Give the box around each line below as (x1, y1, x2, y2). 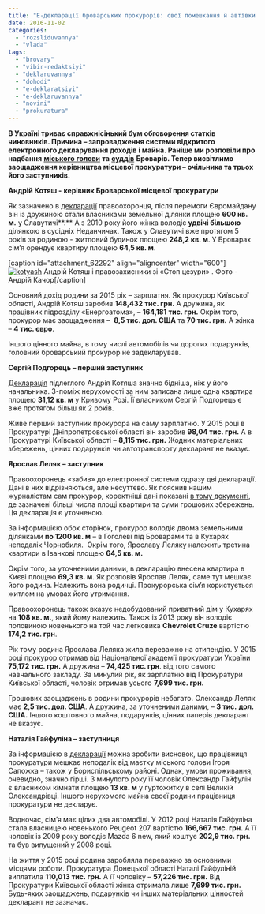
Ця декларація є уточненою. (8, 508, 104, 517)
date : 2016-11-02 (8, 19, 65, 27)
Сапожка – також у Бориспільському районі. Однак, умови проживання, (8, 766, 254, 775)
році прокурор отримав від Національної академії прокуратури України (8, 653, 251, 662)
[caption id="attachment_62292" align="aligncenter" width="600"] (8, 258, 226, 268)
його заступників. (8, 170, 71, 180)
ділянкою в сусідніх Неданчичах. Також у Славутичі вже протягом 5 (8, 227, 239, 235)
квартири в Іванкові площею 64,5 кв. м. (8, 549, 144, 557)
